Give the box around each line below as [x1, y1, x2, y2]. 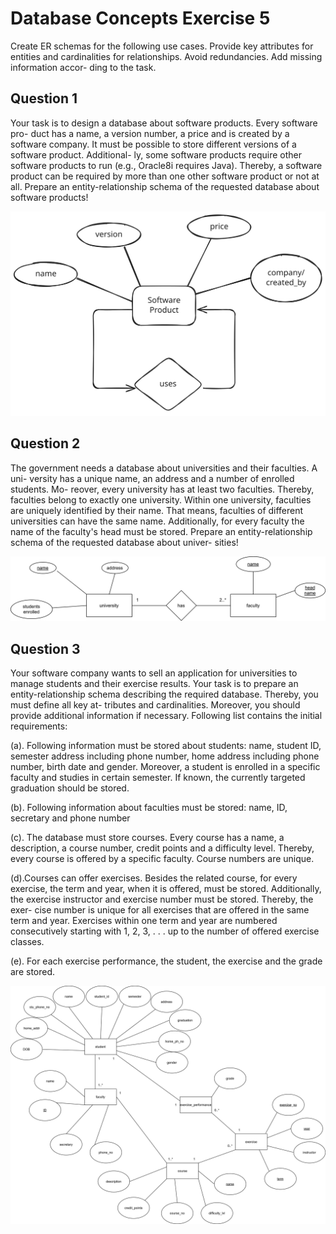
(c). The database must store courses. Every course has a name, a [10, 832, 285, 844]
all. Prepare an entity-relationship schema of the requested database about [10, 180, 320, 192]
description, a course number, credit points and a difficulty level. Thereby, [10, 842, 315, 854]
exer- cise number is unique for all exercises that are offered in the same [10, 904, 310, 916]
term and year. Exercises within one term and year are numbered [10, 915, 278, 927]
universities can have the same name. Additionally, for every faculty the [10, 515, 305, 527]
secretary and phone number [10, 812, 131, 824]
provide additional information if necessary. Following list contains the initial [10, 710, 323, 722]
